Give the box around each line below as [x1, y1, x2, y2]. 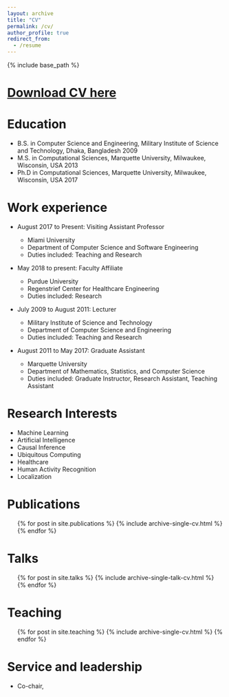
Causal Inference [17, 443, 66, 451]
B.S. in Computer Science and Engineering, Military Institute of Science [17, 139, 219, 148]
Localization [17, 473, 52, 480]
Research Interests [7, 406, 118, 422]
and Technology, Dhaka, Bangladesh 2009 [17, 147, 138, 155]
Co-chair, [17, 682, 44, 690]
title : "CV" [7, 17, 41, 23]
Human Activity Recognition [17, 465, 96, 473]
